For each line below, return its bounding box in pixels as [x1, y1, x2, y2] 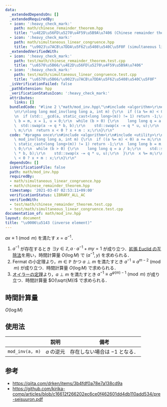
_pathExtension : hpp [9, 86, 52, 91]
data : [5, 7, 16, 12]
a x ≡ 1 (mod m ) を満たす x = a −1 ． [5, 234, 76, 241]
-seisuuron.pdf [12, 396, 43, 402]
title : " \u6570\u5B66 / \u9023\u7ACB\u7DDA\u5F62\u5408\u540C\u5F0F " [14, 77, 157, 82]
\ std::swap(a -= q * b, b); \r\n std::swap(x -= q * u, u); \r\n [14, 123, 159, 128]
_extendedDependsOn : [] [9, 12, 59, 17]
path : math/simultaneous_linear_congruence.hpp [14, 40, 114, 45]
